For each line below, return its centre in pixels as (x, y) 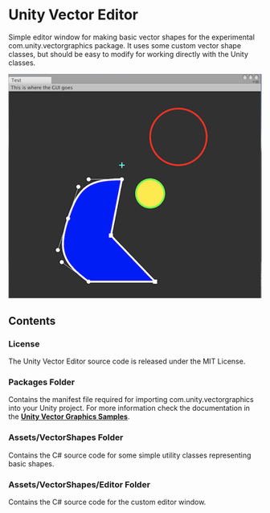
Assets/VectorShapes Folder (66, 437)
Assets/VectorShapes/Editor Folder (80, 484)
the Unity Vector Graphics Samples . (69, 417)
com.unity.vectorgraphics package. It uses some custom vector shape (125, 45)
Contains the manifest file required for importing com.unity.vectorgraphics (131, 400)
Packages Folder (41, 382)
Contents (32, 320)
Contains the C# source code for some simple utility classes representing (130, 455)
